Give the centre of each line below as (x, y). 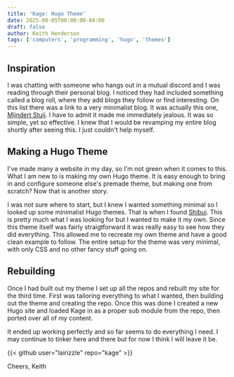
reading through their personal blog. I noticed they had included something (116, 92)
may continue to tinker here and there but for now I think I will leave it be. (112, 339)
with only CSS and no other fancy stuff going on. (78, 249)
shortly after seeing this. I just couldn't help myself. (81, 130)
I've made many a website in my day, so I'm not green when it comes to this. (117, 168)
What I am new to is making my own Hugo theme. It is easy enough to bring (116, 176)
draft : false (26, 27)
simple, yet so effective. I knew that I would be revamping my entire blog (112, 122)
